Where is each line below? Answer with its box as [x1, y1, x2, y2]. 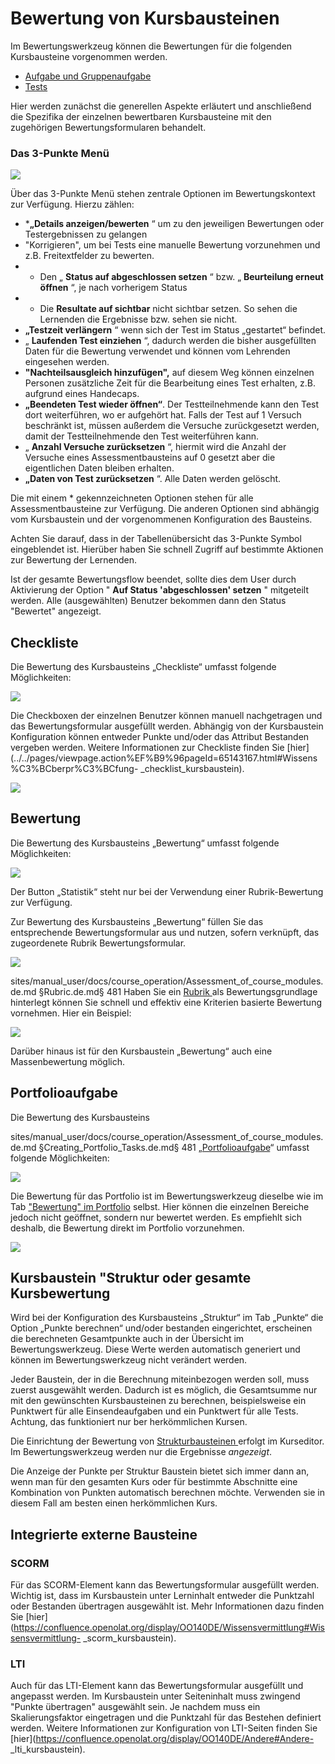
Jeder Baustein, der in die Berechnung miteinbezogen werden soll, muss [10, 1373, 310, 1386]
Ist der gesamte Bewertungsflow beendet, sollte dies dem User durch [10, 573, 297, 586]
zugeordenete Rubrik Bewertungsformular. [10, 937, 187, 949]
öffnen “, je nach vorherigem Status [39, 282, 188, 294]
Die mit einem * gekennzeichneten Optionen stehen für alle [10, 492, 254, 504]
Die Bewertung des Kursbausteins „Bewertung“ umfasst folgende [10, 837, 280, 849]
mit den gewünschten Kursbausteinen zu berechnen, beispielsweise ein [10, 1395, 307, 1407]
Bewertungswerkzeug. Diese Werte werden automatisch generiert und [10, 1343, 301, 1356]
